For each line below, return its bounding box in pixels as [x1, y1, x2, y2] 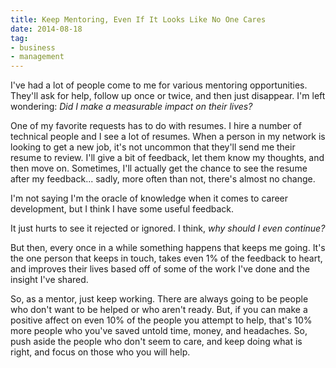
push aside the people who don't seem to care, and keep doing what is [10, 336, 303, 348]
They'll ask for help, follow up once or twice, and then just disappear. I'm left [10, 90, 326, 102]
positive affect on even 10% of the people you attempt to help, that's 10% [10, 314, 313, 326]
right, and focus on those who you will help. [10, 346, 191, 358]
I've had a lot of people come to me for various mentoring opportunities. [10, 79, 308, 91]
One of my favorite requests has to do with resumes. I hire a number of [10, 120, 302, 132]
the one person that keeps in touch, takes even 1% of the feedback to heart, [10, 252, 323, 265]
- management [10, 52, 65, 62]
